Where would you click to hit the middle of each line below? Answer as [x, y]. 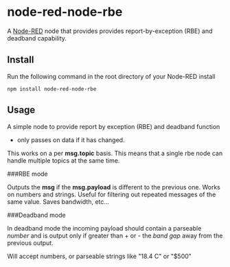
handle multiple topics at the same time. [64, 160]
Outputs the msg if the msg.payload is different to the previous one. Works [114, 187]
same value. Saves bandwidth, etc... [58, 201]
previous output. [30, 243]
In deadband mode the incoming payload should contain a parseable [104, 228]
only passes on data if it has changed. [71, 140]
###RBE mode [27, 174]
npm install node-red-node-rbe [52, 89]
